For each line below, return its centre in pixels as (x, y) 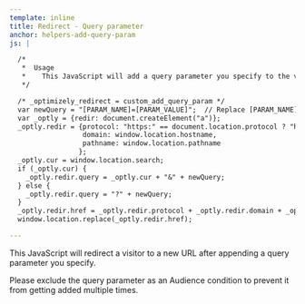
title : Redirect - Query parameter (77, 26)
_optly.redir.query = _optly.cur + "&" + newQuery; (125, 177)
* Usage (38, 68)
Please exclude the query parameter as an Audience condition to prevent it (149, 280)
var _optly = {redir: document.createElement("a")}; (119, 118)
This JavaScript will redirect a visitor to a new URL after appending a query (149, 253)
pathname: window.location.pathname (152, 143)
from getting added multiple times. (74, 289)
